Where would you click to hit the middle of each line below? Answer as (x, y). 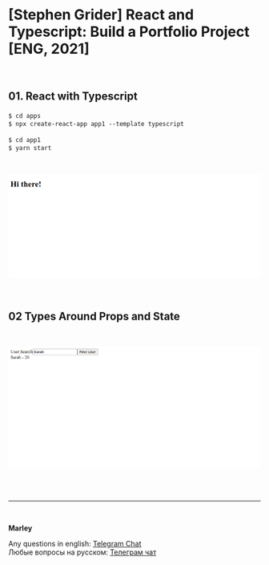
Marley (20, 528)
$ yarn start (30, 148)
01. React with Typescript (73, 97)
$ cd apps (25, 116)
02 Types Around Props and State (94, 316)
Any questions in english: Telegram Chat (75, 544)
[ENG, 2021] (49, 49)
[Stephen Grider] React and (101, 15)
